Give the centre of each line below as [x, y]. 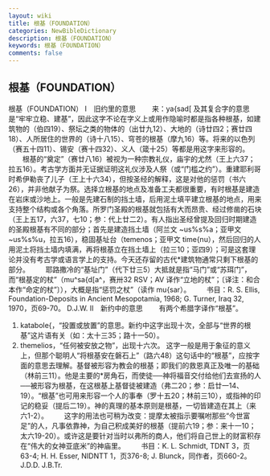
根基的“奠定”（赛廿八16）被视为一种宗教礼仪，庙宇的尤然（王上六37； [139, 158]
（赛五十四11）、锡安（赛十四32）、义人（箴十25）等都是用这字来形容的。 [129, 149]
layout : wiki [30, 16]
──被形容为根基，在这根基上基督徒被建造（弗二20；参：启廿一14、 [131, 385]
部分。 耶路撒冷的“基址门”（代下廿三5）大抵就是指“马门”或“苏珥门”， [130, 269]
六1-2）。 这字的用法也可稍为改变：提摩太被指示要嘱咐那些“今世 [131, 416]
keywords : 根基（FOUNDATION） [56, 46]
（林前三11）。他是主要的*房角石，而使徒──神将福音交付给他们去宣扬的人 [141, 375]
